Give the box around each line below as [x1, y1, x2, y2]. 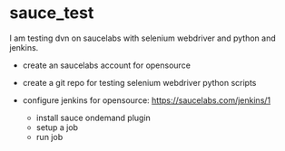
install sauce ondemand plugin [35, 112, 152, 123]
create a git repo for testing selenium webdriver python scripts [22, 77, 257, 88]
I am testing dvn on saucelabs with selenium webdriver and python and [9, 33, 277, 43]
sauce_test [9, 3, 94, 24]
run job [35, 131, 64, 142]
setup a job [35, 121, 79, 133]
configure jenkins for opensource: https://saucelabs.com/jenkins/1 [22, 94, 271, 106]
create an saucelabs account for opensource [22, 60, 191, 71]
